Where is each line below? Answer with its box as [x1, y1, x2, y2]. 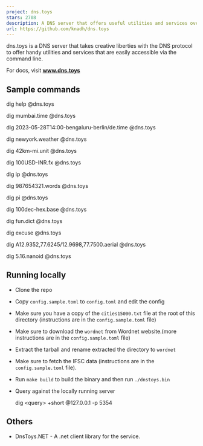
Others [6, 416, 33, 427]
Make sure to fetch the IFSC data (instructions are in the [14, 357, 155, 364]
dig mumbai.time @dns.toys [6, 112, 76, 120]
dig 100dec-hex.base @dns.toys [6, 206, 87, 213]
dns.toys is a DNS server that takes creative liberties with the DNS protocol [6, 42, 193, 50]
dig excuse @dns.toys [6, 229, 62, 236]
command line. [6, 55, 43, 62]
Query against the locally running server [14, 387, 115, 395]
